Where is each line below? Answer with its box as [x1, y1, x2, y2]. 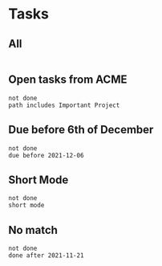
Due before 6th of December [8, 123, 154, 137]
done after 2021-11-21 [8, 252, 84, 260]
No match [8, 223, 59, 237]
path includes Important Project [8, 101, 120, 109]
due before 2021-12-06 [8, 151, 84, 159]
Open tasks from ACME [8, 73, 128, 87]
